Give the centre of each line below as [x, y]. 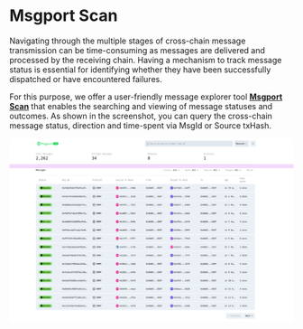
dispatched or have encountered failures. [86, 79]
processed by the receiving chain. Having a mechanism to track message [146, 60]
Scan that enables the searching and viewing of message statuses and [141, 106]
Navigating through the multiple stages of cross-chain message [128, 41]
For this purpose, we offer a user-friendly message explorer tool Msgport [146, 97]
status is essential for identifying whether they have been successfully [140, 70]
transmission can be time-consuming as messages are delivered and [138, 50]
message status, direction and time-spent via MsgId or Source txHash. [141, 125]
